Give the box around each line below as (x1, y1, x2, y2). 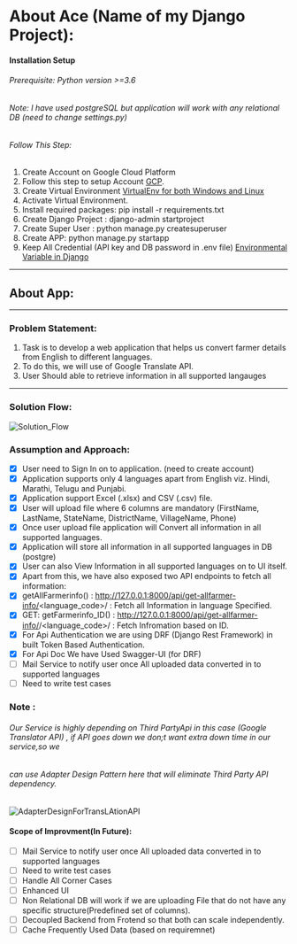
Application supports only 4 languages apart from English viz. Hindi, (21, 473, 270, 484)
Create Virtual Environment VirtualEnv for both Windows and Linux (21, 186, 265, 197)
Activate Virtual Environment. (21, 195, 128, 205)
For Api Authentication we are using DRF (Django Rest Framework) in (21, 629, 274, 639)
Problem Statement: (9, 321, 97, 334)
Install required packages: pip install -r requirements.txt (21, 205, 225, 215)
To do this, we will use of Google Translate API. (21, 361, 194, 372)
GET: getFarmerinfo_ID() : (21, 609, 116, 621)
